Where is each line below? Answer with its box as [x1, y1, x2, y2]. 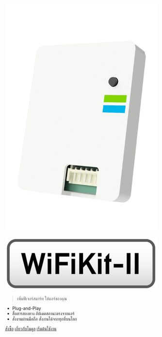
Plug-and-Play [12, 305, 41, 311]
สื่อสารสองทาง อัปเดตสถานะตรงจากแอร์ [12, 310, 75, 316]
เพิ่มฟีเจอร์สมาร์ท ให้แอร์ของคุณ [16, 296, 67, 302]
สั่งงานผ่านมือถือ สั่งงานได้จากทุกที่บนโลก [12, 316, 77, 322]
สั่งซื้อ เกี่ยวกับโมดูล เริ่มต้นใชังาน [5, 325, 57, 332]
